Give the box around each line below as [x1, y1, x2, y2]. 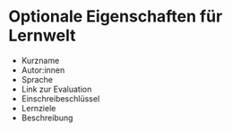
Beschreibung [21, 112, 73, 123]
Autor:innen [21, 65, 65, 75]
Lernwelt [8, 25, 76, 46]
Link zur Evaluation [21, 84, 92, 94]
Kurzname [21, 55, 60, 66]
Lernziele [21, 102, 56, 113]
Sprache [21, 74, 53, 84]
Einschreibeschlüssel [21, 92, 100, 104]
